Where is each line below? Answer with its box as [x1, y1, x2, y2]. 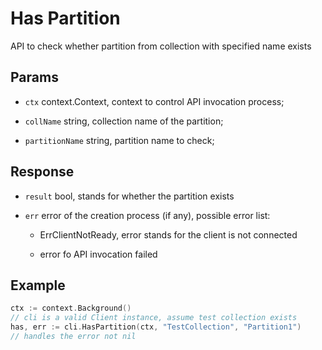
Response [10, 163, 75, 181]
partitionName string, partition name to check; [24, 134, 215, 146]
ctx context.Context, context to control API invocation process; [24, 95, 285, 107]
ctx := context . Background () [10, 303, 132, 314]
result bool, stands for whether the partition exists [24, 190, 235, 202]
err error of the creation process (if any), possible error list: [24, 209, 271, 221]
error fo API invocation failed [39, 248, 158, 260]
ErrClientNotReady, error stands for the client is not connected [39, 228, 298, 241]
